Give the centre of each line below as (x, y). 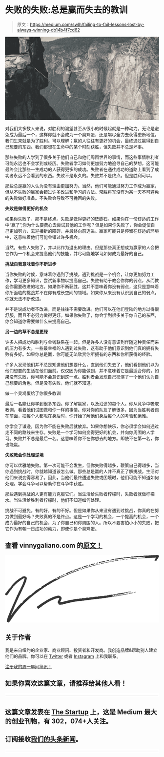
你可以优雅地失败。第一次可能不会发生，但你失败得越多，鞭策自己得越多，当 (82, 465)
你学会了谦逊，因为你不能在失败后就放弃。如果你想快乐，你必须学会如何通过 (82, 426)
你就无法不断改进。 (24, 299)
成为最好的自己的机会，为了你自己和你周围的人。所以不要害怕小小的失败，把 (82, 523)
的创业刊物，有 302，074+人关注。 (59, 721)
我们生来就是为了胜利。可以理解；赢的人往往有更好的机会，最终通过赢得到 (80, 141)
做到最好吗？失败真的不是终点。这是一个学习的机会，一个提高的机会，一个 (84, 517)
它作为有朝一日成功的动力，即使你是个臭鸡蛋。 (52, 529)
